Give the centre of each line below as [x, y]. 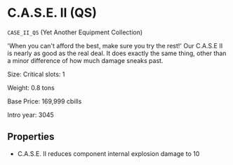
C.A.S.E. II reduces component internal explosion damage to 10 [108, 153]
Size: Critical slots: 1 [36, 74]
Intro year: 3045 [31, 115]
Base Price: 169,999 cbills [45, 101]
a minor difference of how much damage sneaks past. [85, 60]
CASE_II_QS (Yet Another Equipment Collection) [75, 32]
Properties [31, 137]
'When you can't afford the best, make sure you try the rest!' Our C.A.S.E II [115, 45]
